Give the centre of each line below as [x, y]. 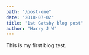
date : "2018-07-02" [30, 17]
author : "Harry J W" [32, 28]
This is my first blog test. [36, 45]
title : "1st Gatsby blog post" [45, 23]
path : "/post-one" [29, 12]
